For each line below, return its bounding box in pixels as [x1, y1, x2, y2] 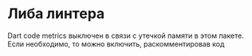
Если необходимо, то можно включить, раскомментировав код [7, 39, 225, 48]
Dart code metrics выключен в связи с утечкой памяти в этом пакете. [7, 31, 244, 40]
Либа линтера [7, 5, 105, 23]
